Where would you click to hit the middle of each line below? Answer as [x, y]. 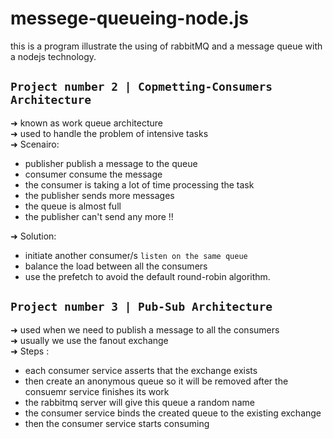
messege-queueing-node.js [129, 18]
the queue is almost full [73, 206]
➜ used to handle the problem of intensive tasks [109, 133]
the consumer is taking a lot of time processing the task [139, 184]
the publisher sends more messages [99, 195]
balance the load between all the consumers [116, 266]
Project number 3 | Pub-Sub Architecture [141, 307]
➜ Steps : [30, 351]
